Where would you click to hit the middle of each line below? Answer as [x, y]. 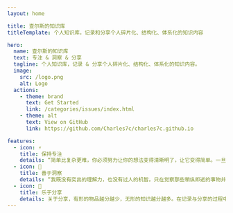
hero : [15, 45]
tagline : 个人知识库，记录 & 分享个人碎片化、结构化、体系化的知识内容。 [107, 64]
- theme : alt [38, 116]
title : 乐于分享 [41, 192]
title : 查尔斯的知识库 [36, 26]
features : [21, 141]
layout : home [26, 13]
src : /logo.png [42, 77]
